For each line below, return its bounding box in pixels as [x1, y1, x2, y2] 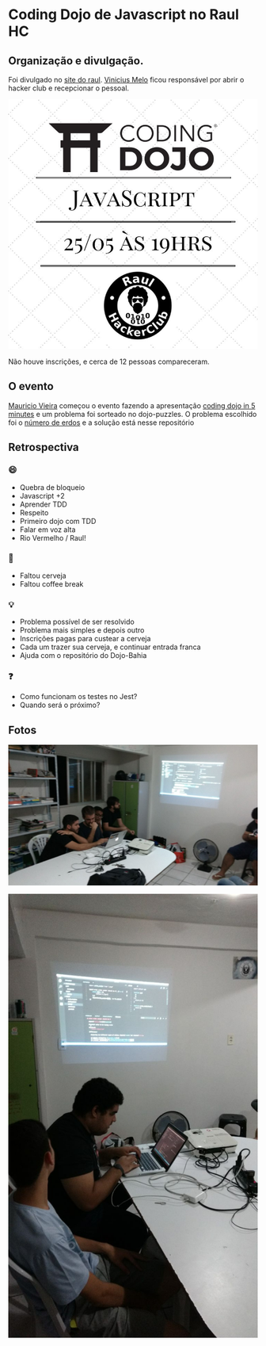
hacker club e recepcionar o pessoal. [8, 83, 129, 93]
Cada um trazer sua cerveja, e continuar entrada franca [19, 642, 201, 652]
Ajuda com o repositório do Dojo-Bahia [19, 651, 147, 660]
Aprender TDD [19, 499, 67, 509]
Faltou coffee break [19, 579, 84, 588]
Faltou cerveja [19, 571, 66, 580]
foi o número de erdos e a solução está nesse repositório [8, 418, 195, 427]
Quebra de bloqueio [19, 482, 85, 492]
